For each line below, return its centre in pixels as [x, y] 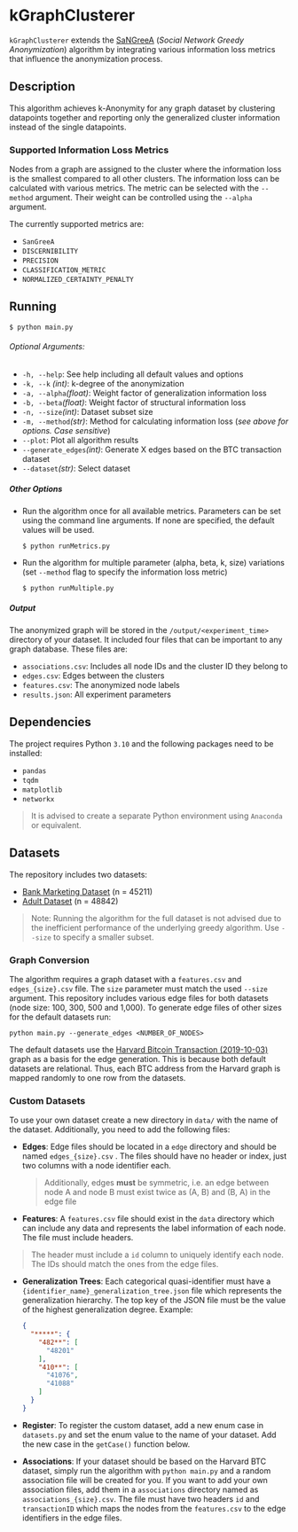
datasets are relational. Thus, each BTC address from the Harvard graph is [145, 1068]
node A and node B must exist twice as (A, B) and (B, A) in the [157, 1192]
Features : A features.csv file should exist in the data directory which [148, 1219]
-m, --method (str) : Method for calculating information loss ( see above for [155, 421]
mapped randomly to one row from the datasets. [98, 1077]
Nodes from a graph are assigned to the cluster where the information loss [145, 169]
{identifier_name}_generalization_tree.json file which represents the [152, 1291]
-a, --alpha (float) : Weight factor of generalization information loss [145, 393]
